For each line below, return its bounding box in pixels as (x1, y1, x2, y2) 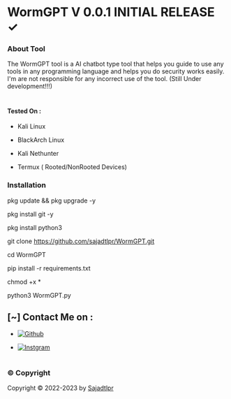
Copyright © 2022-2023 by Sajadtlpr (7, 384, 114, 392)
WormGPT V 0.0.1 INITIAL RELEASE (7, 4, 215, 20)
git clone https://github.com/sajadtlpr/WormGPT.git (7, 237, 155, 245)
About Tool (7, 44, 45, 54)
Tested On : (7, 106, 42, 115)
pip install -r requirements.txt (7, 263, 91, 273)
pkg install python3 (7, 223, 63, 231)
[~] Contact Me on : (7, 311, 94, 323)
